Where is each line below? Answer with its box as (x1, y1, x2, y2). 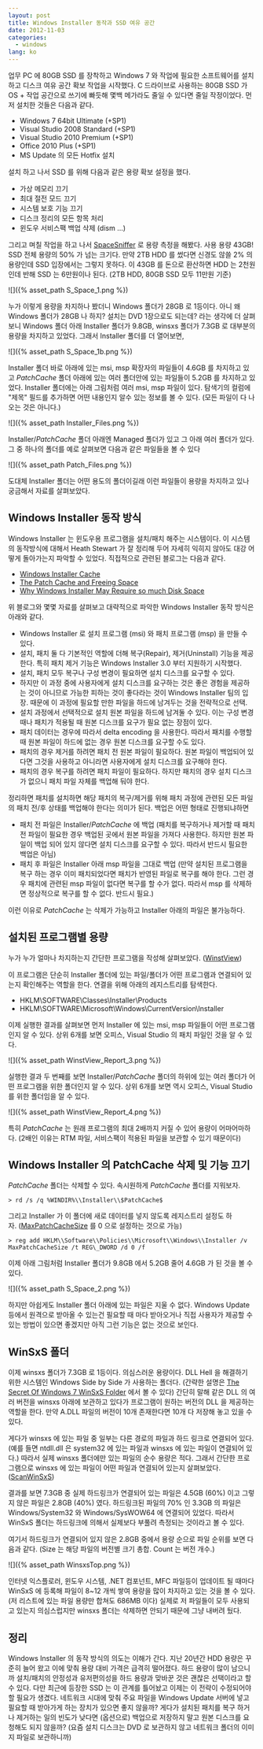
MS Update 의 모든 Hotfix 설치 (19, 150, 115, 160)
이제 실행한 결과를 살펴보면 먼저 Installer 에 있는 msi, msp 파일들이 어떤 (8, 1020, 228, 1029)
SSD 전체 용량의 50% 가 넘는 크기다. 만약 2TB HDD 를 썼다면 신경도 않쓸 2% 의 (8, 250, 253, 259)
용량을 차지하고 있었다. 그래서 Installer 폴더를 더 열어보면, (8, 332, 184, 340)
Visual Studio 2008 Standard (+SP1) (19, 124, 136, 134)
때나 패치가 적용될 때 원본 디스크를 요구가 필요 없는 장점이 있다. (19, 717, 212, 727)
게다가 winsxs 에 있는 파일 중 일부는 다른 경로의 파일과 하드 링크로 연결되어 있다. (8, 1434, 254, 1443)
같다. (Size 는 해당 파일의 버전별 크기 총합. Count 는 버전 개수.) (22, 1544, 215, 1554)
